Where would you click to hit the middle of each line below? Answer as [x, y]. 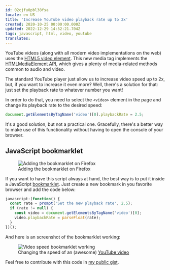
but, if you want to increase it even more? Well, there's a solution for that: [82, 84]
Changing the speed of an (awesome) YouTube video [74, 252]
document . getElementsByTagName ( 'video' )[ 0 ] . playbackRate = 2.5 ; [75, 114]
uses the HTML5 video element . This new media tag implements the [76, 58]
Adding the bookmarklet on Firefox [54, 169]
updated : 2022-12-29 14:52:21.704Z [43, 29]
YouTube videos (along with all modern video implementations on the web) [83, 53]
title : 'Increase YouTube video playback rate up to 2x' [67, 19]
